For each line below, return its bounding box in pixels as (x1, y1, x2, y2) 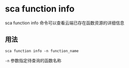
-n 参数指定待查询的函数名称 (5, 57, 62, 63)
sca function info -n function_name (5, 48, 79, 54)
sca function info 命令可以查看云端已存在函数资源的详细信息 (5, 20, 125, 26)
